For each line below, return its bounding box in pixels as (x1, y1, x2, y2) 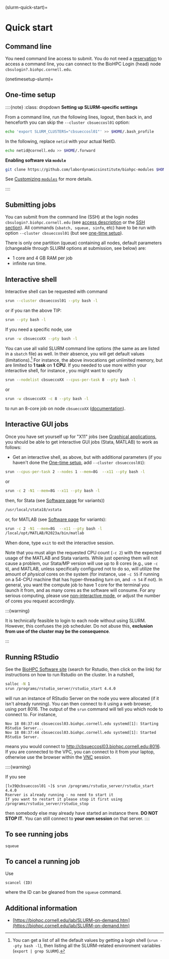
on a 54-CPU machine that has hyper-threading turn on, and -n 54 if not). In (5, 577, 162, 583)
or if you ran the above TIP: (5, 307, 62, 313)
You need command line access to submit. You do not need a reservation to (5, 56, 162, 61)
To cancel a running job (5, 857, 80, 866)
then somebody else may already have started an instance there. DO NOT (5, 810, 158, 816)
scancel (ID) (5, 880, 33, 886)
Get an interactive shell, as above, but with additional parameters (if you (12, 454, 162, 460)
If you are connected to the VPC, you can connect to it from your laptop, (5, 749, 155, 755)
